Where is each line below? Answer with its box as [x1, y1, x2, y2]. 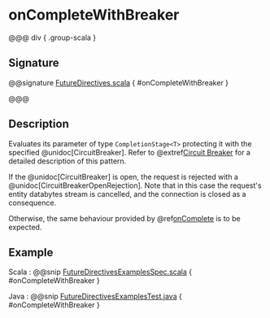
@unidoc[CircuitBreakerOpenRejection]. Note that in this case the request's [8, 181, 262, 190]
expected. [8, 222, 42, 232]
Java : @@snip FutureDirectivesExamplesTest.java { [8, 291, 183, 302]
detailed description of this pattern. [8, 156, 127, 166]
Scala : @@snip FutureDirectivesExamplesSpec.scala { [8, 267, 193, 277]
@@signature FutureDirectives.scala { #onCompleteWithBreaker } [8, 77, 229, 87]
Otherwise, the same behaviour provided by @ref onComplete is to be [8, 213, 242, 223]
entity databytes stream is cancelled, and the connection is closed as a [8, 189, 246, 198]
